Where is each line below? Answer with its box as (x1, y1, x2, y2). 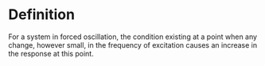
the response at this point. (8, 49, 94, 58)
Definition (8, 6, 76, 24)
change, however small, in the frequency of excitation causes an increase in (8, 40, 258, 49)
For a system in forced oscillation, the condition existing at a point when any (8, 32, 257, 41)
